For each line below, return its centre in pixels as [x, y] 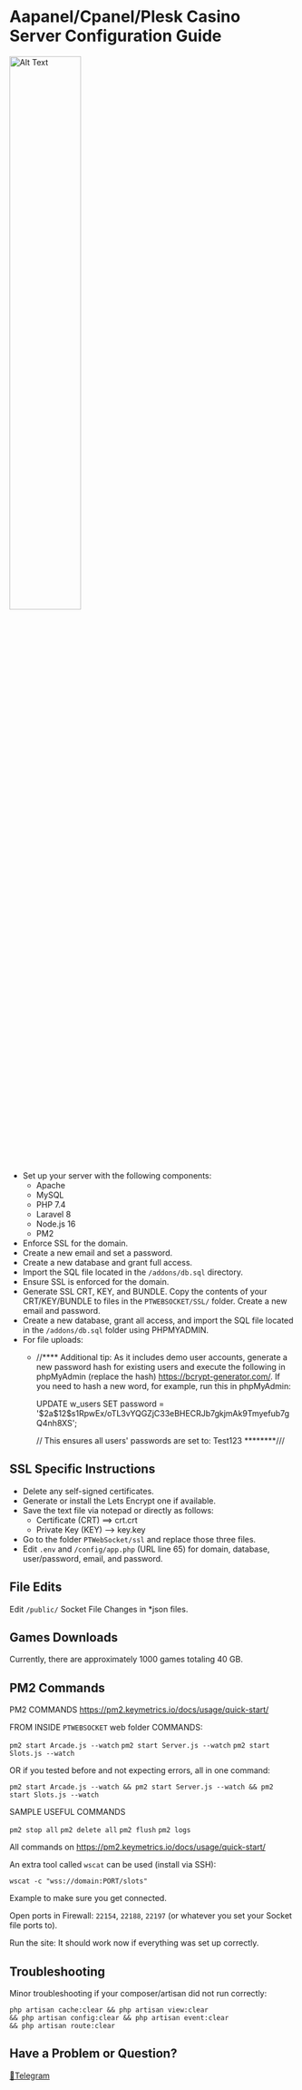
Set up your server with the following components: [117, 1175]
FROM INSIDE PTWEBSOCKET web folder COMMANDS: [106, 1728]
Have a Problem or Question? [93, 2054]
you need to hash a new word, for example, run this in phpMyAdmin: [164, 1385]
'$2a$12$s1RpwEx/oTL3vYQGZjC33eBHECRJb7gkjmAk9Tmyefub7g [163, 1413]
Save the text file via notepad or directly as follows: [118, 1510]
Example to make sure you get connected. [88, 1898]
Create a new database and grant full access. [107, 1262]
